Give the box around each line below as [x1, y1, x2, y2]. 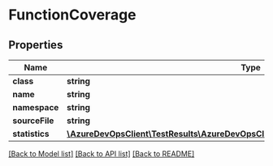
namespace [12, 102, 59, 113]
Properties [8, 38, 63, 52]
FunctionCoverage [8, 6, 136, 24]
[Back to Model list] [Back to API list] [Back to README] [8, 149, 195, 159]
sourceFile [12, 115, 54, 126]
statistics [12, 128, 50, 139]
